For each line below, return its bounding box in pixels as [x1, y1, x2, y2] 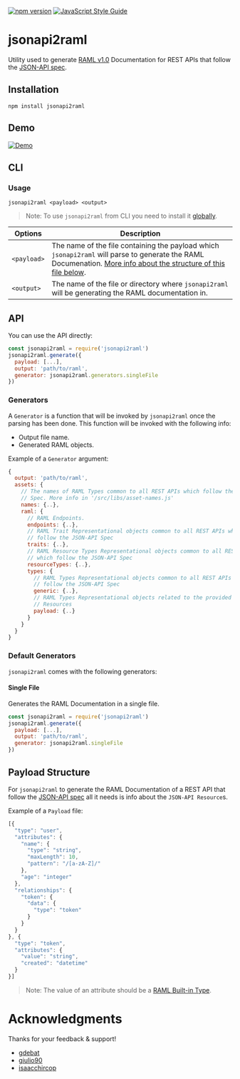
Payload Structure [8, 766, 90, 778]
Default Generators [8, 651, 76, 661]
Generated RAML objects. [18, 440, 95, 449]
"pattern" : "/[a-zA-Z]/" [26, 860, 101, 868]
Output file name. [18, 433, 70, 441]
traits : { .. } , [26, 541, 70, 548]
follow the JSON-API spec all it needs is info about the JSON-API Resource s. [8, 793, 229, 801]
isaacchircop [18, 1063, 56, 1072]
